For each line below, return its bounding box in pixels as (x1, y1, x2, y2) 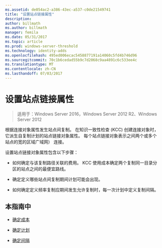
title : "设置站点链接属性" (5, 12, 54, 17)
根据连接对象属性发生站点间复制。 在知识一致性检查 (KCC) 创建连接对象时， (5, 126, 159, 133)
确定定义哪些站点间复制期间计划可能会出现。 (12, 176, 103, 182)
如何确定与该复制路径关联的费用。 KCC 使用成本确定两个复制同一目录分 (12, 160, 158, 165)
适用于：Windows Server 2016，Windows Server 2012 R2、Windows (17, 111, 157, 117)
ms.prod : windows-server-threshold (5, 44, 78, 49)
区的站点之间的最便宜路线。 (12, 165, 69, 172)
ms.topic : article (5, 39, 43, 44)
